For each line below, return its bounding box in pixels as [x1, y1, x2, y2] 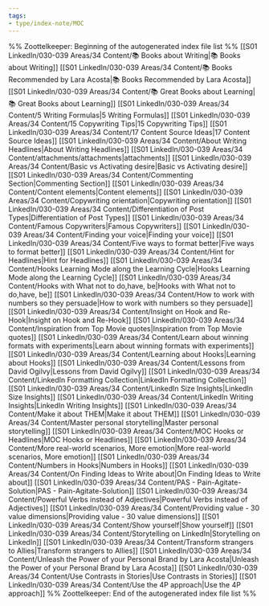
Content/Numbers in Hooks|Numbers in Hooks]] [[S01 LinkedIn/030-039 [8, 460, 249, 470]
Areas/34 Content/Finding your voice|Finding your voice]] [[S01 [23, 230, 234, 240]
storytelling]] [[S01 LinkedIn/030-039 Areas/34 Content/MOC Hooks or [8, 426, 244, 436]
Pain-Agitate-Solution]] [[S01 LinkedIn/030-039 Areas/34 [58, 485, 248, 495]
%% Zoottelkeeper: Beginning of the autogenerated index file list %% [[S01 [8, 41, 258, 51]
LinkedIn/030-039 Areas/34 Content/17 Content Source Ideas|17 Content [8, 127, 251, 137]
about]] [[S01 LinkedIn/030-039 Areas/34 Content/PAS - [8, 477, 196, 487]
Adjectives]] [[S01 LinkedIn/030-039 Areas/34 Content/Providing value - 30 [8, 503, 260, 513]
